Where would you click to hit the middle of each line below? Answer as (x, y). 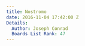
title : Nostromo (26, 12)
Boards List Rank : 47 (39, 34)
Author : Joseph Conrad (40, 28)
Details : (17, 23)
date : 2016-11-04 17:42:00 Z (42, 17)
